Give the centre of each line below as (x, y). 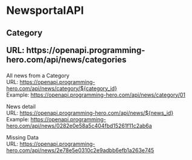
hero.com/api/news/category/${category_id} (62, 88)
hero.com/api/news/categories (66, 59)
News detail (21, 106)
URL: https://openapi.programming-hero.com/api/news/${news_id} (90, 113)
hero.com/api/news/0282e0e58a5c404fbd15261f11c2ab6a (79, 126)
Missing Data (23, 137)
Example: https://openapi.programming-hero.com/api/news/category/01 (96, 95)
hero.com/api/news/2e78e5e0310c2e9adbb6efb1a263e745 (80, 150)
